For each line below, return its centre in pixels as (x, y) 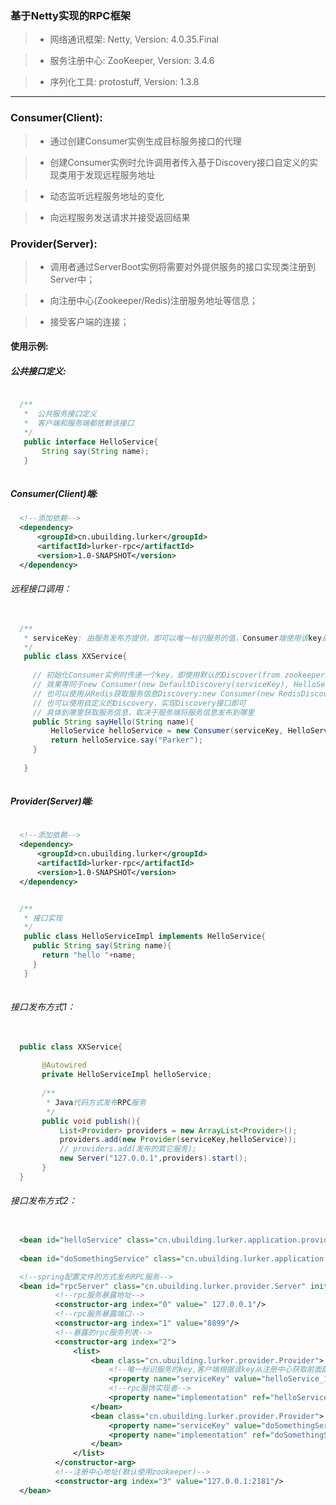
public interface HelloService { (91, 442)
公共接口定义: (38, 371)
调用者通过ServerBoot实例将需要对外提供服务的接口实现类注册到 (183, 266)
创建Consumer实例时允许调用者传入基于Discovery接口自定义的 (179, 162)
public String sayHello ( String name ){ (113, 722)
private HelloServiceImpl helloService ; (127, 1075)
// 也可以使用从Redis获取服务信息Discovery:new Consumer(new (153, 693)
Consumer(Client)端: (54, 494)
